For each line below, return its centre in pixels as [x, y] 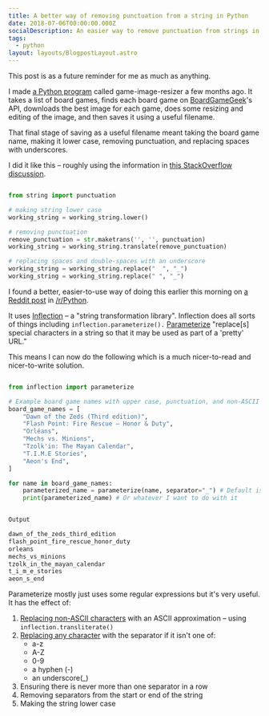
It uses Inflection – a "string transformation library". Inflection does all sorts [132, 315]
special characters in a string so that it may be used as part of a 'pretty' [126, 332]
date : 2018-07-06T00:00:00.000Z [62, 23]
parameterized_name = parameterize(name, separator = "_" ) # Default [137, 490]
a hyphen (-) [52, 669]
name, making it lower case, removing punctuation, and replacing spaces [129, 141]
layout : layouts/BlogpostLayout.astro [73, 53]
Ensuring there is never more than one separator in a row [114, 686]
